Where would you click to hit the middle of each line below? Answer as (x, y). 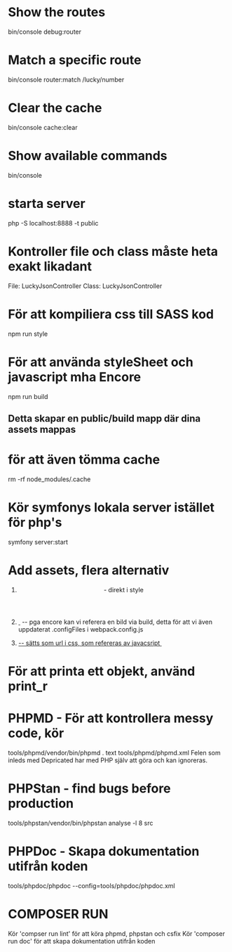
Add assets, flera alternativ (89, 570)
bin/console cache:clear (43, 127)
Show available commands (88, 156)
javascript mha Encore (75, 377)
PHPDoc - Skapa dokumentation (104, 851)
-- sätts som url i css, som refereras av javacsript (89, 643)
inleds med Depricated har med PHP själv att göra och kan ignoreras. (108, 760)
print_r (28, 686)
